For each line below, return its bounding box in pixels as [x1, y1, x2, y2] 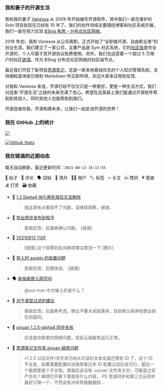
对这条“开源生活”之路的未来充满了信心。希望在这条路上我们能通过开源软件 [5, 90, 154, 95]
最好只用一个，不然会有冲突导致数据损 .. [24, 379, 105, 385]
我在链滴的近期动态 [5, 153, 50, 159]
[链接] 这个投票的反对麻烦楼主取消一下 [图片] [24, 245, 114, 250]
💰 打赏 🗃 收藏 [5, 182, 36, 188]
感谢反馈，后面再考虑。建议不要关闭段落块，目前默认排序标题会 [24, 308, 152, 313]
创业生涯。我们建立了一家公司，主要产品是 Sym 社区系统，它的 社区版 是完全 [5, 45, 157, 50]
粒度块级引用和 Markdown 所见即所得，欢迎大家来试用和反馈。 [13, 73, 139, 79]
